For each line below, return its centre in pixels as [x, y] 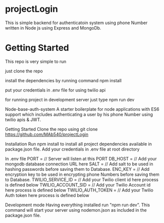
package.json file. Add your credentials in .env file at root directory [72, 149]
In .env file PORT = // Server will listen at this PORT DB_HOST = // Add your [81, 159]
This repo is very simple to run [36, 61]
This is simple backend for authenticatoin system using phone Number [76, 23]
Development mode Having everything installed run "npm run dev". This [78, 205]
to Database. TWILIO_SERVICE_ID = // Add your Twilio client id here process [82, 179]
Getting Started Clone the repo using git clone [51, 129]
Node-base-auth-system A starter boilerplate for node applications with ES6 [82, 109]
